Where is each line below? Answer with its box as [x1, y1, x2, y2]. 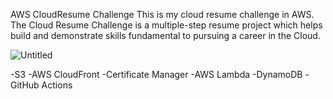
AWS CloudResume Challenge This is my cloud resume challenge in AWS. [10, 9, 315, 20]
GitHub [10, 79, 40, 91]
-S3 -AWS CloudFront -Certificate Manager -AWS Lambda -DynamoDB [10, 69, 303, 80]
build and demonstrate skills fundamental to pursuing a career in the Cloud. [10, 30, 321, 41]
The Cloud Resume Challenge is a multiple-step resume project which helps [10, 19, 323, 31]
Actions [41, 79, 73, 91]
